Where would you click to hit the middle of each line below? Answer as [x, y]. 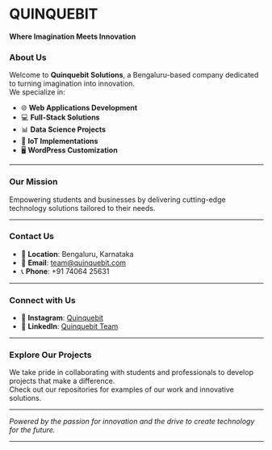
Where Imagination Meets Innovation [73, 36]
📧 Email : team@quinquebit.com [73, 263]
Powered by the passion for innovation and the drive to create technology [132, 422]
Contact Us [32, 237]
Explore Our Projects [50, 355]
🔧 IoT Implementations [59, 141]
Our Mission [33, 182]
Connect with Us [42, 300]
